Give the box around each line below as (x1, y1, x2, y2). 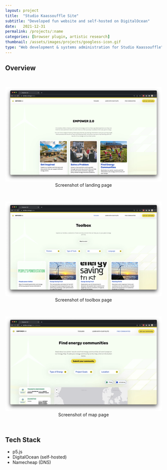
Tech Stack (5, 436, 41, 444)
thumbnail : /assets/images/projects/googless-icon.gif (5, 40, 121, 45)
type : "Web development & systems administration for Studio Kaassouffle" (5, 45, 164, 50)
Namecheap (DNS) (12, 460, 51, 466)
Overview (5, 64, 36, 72)
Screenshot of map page (58, 411, 109, 418)
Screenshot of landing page (55, 182, 112, 188)
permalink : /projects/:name (5, 29, 64, 34)
